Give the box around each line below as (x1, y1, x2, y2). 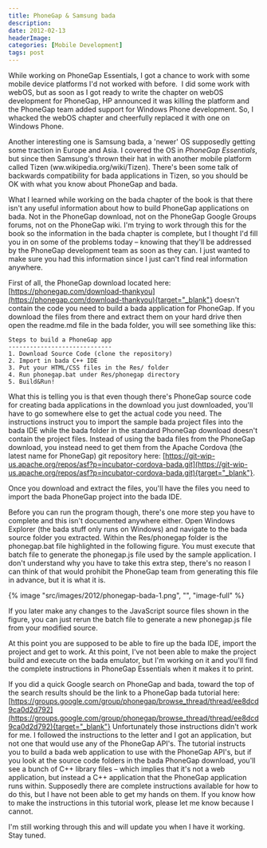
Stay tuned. (8, 830, 46, 840)
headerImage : (8, 34, 52, 42)
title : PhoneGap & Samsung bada (8, 11, 116, 20)
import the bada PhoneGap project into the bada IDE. (8, 492, 183, 501)
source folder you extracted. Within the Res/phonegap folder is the (8, 533, 228, 542)
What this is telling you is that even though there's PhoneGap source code (8, 392, 252, 401)
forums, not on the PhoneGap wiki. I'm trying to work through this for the (8, 220, 247, 230)
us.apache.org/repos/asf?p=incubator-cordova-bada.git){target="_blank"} (8, 468, 253, 477)
